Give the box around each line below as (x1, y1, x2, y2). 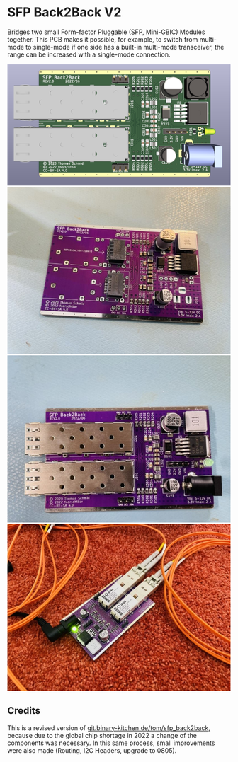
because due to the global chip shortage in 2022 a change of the (7, 731, 197, 739)
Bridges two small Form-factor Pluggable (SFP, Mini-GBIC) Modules (7, 28, 205, 36)
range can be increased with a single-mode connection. (7, 50, 171, 59)
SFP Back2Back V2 (7, 4, 122, 21)
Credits (7, 705, 41, 717)
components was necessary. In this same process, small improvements (7, 739, 215, 747)
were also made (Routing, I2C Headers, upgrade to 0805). (7, 746, 177, 754)
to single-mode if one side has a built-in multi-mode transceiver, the (25, 42, 225, 51)
